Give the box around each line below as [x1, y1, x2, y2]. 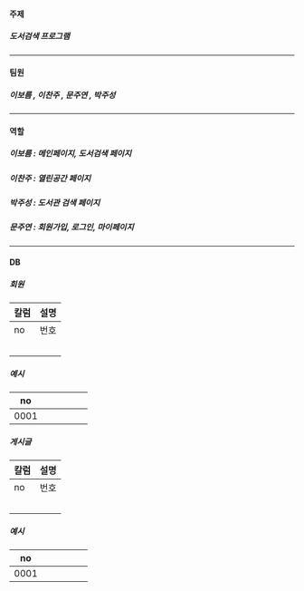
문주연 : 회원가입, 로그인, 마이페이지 [9, 222, 134, 233]
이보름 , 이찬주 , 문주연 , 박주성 [9, 89, 116, 100]
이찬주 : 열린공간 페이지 [9, 172, 91, 183]
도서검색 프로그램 [9, 31, 71, 42]
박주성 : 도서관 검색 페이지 [9, 198, 100, 208]
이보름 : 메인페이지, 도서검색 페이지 [9, 148, 132, 159]
